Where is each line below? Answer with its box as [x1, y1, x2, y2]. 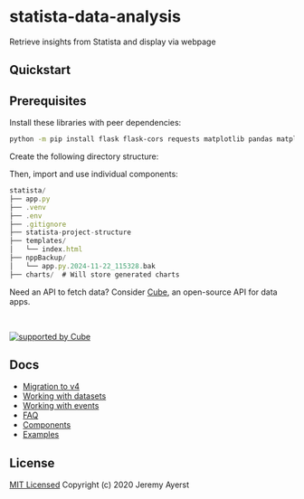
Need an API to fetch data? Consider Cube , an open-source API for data [9, 287, 278, 297]
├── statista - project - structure [9, 228, 131, 237]
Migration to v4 [22, 381, 80, 392]
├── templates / [9, 237, 67, 246]
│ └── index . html [9, 245, 83, 254]
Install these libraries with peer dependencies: [9, 118, 182, 128]
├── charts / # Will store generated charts [9, 269, 180, 279]
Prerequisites [9, 93, 87, 108]
